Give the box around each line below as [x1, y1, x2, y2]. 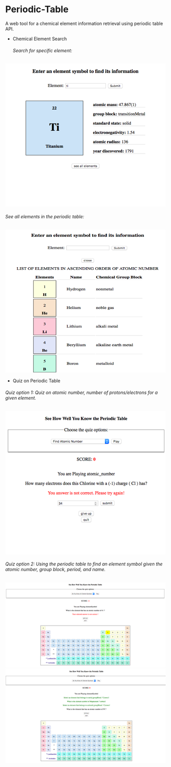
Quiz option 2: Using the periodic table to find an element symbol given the [5, 561, 163, 567]
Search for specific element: [12, 47, 72, 53]
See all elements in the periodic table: [5, 213, 84, 219]
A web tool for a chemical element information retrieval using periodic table [5, 20, 163, 26]
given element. [5, 394, 37, 401]
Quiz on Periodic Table [12, 378, 61, 384]
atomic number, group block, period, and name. [5, 566, 106, 573]
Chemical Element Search [12, 36, 67, 42]
